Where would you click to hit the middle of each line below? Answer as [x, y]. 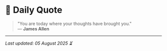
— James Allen [33, 28]
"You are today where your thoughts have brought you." [74, 24]
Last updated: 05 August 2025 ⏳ [39, 43]
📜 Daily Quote [34, 10]
